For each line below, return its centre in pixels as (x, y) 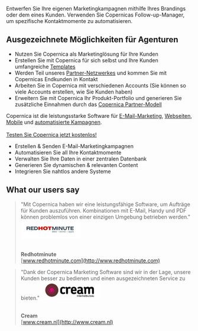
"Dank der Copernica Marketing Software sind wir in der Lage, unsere (106, 272)
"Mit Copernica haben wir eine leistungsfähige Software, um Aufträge (105, 204)
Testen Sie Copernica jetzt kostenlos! (51, 134)
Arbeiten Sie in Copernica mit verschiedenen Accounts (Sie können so (100, 85)
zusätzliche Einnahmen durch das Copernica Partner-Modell (88, 104)
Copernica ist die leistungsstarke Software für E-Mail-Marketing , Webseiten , (99, 115)
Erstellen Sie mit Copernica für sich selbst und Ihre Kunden (86, 60)
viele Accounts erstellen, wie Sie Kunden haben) (74, 92)
